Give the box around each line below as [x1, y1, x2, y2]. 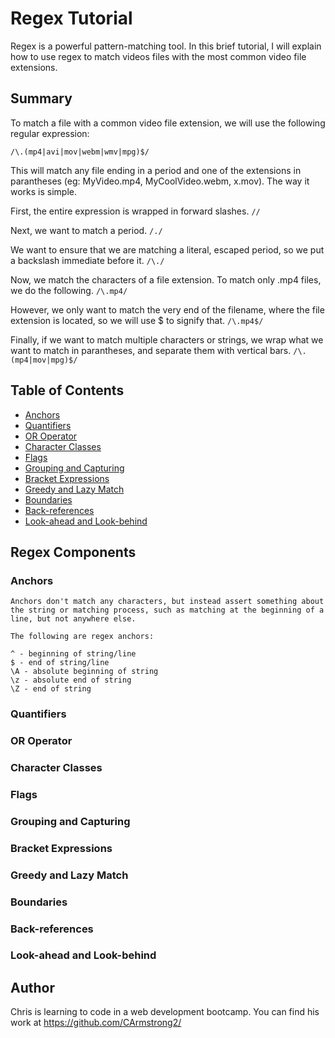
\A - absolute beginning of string [10, 667, 159, 677]
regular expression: [10, 127, 90, 139]
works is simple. [10, 185, 78, 197]
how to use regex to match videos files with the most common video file [10, 50, 307, 62]
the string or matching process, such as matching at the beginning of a [10, 605, 325, 616]
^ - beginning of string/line [10, 649, 137, 659]
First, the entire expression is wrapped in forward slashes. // [10, 205, 261, 217]
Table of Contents [10, 382, 125, 399]
